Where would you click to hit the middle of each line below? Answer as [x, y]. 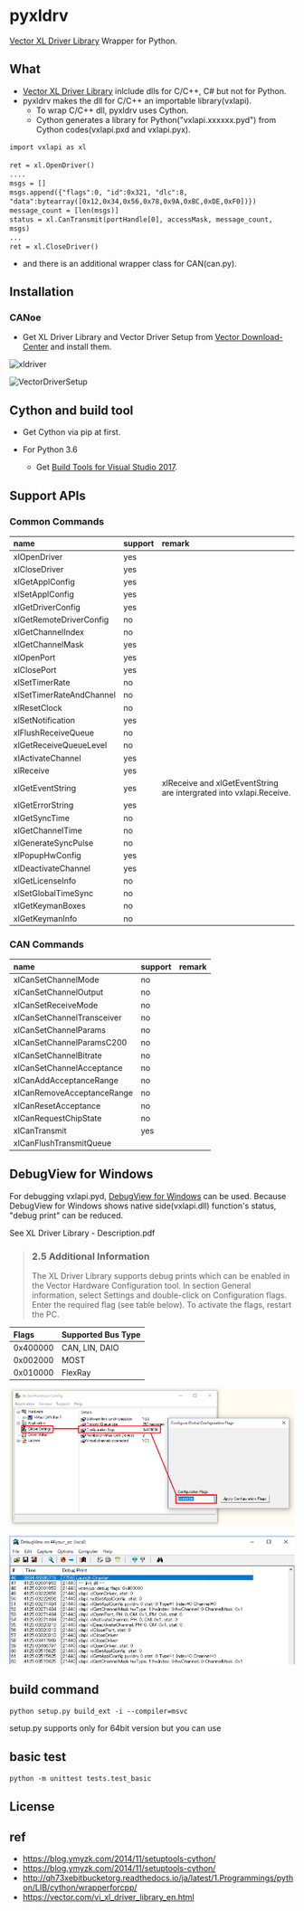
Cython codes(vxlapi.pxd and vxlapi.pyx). [114, 129]
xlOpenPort [34, 657]
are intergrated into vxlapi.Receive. [226, 793]
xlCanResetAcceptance [57, 1105]
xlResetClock [38, 707]
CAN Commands [47, 944]
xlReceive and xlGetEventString [220, 783]
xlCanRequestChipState [57, 1118]
